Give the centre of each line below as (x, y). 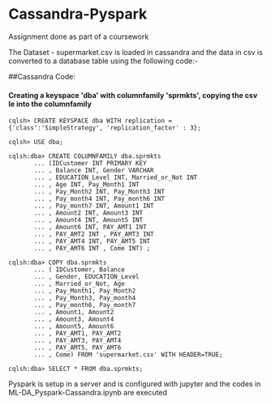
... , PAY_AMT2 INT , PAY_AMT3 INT (94, 234)
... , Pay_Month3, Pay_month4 (85, 298)
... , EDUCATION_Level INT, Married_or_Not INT (116, 178)
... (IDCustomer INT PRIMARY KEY (90, 164)
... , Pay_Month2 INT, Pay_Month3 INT (99, 192)
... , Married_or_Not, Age (80, 284)
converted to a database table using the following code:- (103, 61)
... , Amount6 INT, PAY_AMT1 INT (90, 228)
